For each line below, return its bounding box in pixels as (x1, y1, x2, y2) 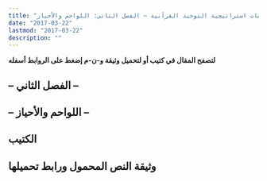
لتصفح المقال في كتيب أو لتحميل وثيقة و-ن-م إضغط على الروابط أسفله (8, 56, 216, 65)
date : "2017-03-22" (8, 19, 73, 27)
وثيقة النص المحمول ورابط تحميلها (8, 160, 157, 173)
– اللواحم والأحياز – (8, 106, 90, 119)
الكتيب (8, 133, 37, 146)
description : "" (8, 33, 62, 42)
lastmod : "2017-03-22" (8, 26, 83, 34)
